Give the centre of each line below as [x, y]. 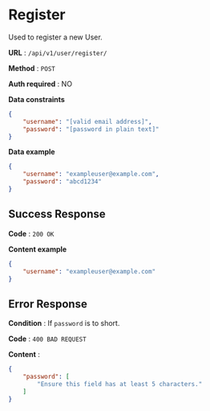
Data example [32, 152]
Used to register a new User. [55, 37]
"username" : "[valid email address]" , [87, 121]
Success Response [57, 214]
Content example [38, 249]
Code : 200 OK [31, 233]
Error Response [48, 304]
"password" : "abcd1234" [63, 182]
